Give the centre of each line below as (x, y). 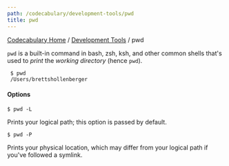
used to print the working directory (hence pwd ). (75, 60)
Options (19, 95)
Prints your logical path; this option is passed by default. (87, 122)
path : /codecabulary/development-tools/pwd (71, 13)
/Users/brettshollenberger (49, 79)
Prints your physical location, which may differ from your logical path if (108, 147)
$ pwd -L (20, 109)
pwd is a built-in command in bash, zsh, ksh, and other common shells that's (114, 53)
